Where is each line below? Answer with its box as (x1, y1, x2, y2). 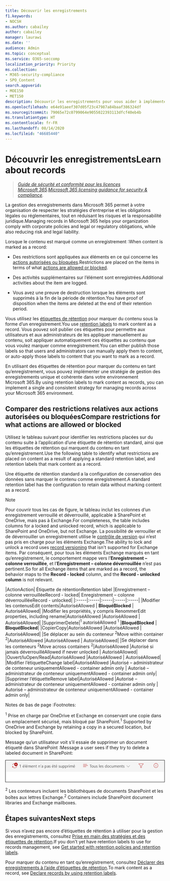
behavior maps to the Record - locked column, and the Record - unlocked (5, 571, 160, 577)
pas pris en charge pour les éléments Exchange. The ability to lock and (5, 539, 152, 545)
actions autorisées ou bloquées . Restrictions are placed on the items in (12, 259, 159, 265)
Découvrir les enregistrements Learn (5, 154, 161, 165)
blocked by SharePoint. (5, 729, 54, 736)
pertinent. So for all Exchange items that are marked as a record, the (5, 566, 147, 572)
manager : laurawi (5, 35, 42, 40)
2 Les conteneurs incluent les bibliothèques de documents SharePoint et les (5, 787, 163, 794)
